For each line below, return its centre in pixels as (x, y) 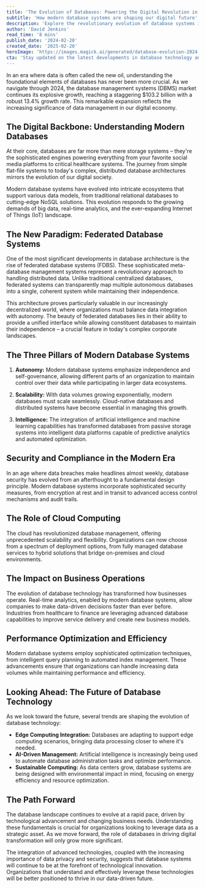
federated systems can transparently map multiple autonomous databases (100, 285)
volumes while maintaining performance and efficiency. (76, 673)
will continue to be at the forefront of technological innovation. (85, 865)
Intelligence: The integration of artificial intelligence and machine (97, 420)
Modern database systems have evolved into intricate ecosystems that (95, 189)
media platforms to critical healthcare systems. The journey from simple (97, 164)
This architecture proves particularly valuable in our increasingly (87, 303)
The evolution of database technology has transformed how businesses (97, 593)
